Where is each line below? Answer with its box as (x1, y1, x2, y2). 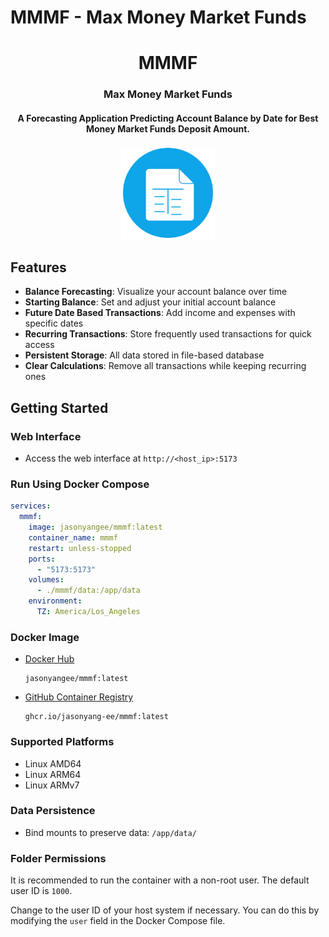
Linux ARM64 (24, 768, 82, 780)
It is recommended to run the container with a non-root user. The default (10, 874, 310, 886)
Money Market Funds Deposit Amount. (85, 122, 250, 135)
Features (10, 259, 67, 276)
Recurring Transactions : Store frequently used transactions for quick (24, 328, 312, 340)
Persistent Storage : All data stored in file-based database (24, 349, 265, 361)
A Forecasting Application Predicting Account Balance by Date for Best (17, 112, 319, 124)
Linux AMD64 (24, 757, 82, 770)
